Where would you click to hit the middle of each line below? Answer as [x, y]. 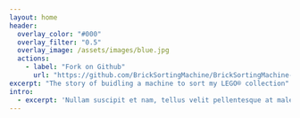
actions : [33, 59]
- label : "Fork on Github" [75, 67]
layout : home [33, 17]
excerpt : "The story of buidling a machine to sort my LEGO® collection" [150, 83]
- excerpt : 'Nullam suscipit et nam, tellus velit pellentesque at [146, 100]
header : [24, 26]
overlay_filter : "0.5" [59, 42]
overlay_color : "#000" [59, 34]
